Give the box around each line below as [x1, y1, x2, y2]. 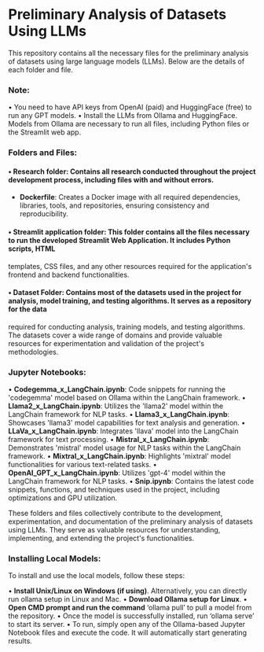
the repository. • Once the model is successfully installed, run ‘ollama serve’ [8, 611, 255, 621]
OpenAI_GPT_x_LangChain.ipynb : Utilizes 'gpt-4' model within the [8, 468, 226, 477]
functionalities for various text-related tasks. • [8, 460, 157, 470]
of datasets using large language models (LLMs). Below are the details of [8, 57, 245, 66]
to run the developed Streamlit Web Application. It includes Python [8, 235, 231, 245]
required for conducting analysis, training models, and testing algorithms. [8, 322, 245, 331]
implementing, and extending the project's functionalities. [8, 533, 195, 543]
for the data [8, 304, 47, 314]
